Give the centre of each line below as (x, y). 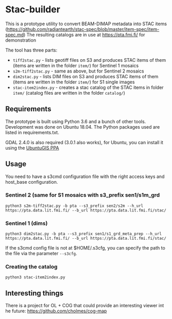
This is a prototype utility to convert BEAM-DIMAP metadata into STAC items (86, 24)
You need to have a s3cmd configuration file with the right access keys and (85, 176)
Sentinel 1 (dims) (26, 223)
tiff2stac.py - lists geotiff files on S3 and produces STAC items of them (89, 60)
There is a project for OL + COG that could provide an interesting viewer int (85, 306)
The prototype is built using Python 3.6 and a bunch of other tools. (76, 121)
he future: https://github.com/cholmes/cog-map (56, 311)
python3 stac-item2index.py (35, 277)
